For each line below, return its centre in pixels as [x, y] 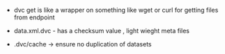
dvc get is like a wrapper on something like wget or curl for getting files [116, 10]
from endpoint [34, 17]
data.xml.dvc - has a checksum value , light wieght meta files [102, 31]
